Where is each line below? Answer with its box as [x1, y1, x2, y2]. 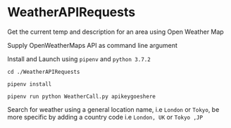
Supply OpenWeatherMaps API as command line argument [7, 41, 178, 49]
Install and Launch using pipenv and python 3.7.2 [7, 54, 151, 63]
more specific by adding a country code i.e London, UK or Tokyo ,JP [7, 113, 203, 121]
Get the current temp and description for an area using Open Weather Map [7, 27, 224, 36]
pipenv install [7, 80, 52, 88]
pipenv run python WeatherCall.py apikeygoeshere [7, 93, 156, 100]
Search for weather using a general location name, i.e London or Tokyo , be [7, 105, 220, 113]
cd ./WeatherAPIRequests [7, 68, 80, 75]
